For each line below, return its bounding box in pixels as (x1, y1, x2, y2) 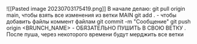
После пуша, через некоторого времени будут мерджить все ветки (6, 31, 184, 38)
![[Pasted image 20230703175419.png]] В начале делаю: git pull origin (6, 5, 185, 12)
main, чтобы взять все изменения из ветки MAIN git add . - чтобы (6, 11, 177, 19)
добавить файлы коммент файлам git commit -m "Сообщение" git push (6, 18, 191, 25)
